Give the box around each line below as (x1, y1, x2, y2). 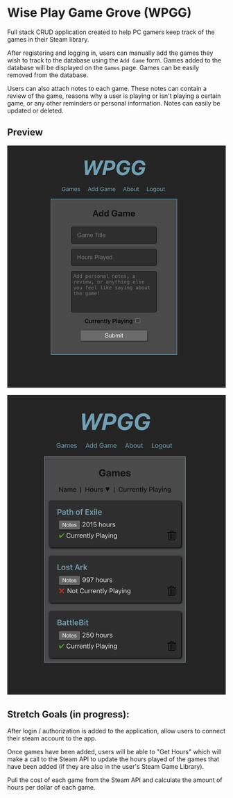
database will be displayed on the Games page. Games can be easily (7, 63, 200, 72)
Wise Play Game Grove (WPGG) (7, 5, 192, 21)
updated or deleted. (7, 106, 64, 115)
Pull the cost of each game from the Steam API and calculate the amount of (7, 776, 223, 784)
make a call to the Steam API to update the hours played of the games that (7, 755, 220, 763)
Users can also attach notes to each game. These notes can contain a (7, 84, 207, 92)
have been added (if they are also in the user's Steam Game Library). (7, 763, 205, 771)
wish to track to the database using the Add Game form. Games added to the (7, 56, 222, 64)
